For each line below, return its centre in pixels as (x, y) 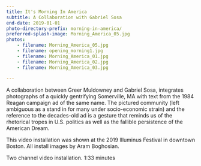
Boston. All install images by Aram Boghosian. (63, 146)
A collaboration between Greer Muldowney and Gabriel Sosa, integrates (95, 90)
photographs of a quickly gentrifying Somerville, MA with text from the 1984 (100, 96)
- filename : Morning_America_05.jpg (63, 46)
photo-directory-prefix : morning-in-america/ (64, 28)
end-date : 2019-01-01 (33, 23)
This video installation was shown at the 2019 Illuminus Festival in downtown (101, 140)
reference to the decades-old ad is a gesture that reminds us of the (89, 116)
